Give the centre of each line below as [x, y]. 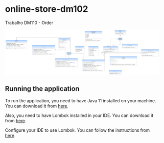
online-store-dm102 [47, 9]
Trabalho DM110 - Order [29, 23]
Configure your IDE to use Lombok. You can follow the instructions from [78, 130]
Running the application [42, 89]
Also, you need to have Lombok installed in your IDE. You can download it [79, 115]
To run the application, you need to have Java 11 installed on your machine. [81, 100]
